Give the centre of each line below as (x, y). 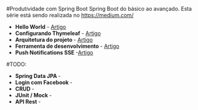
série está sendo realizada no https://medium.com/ (70, 15)
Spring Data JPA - (38, 76)
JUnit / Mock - (33, 95)
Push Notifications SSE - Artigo (54, 53)
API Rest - (28, 102)
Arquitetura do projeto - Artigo (54, 40)
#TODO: (17, 64)
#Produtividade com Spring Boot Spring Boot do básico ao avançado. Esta (99, 9)
